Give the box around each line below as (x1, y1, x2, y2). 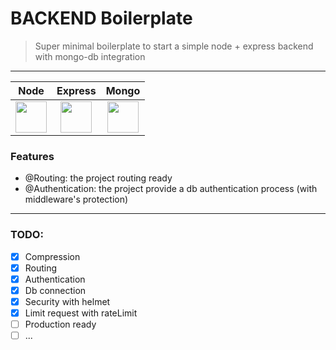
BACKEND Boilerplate (10, 7, 193, 30)
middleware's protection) (24, 193, 129, 206)
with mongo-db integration (34, 50, 146, 62)
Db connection (24, 284, 87, 296)
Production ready (24, 318, 97, 330)
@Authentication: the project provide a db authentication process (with (24, 183, 318, 195)
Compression (24, 250, 81, 262)
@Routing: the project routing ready (24, 172, 173, 184)
